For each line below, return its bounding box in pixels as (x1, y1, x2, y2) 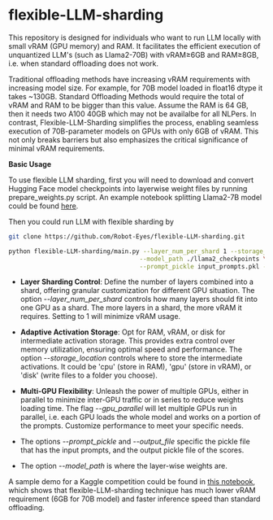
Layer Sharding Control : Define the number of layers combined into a (19, 277, 254, 286)
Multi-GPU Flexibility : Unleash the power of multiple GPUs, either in (19, 387, 249, 396)
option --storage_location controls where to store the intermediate (19, 353, 243, 363)
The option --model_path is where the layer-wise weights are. (19, 461, 227, 471)
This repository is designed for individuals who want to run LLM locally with (8, 33, 262, 42)
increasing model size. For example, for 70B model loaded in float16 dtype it (8, 83, 262, 93)
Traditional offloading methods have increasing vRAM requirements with (8, 74, 250, 84)
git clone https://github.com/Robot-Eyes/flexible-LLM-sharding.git (8, 232, 245, 241)
